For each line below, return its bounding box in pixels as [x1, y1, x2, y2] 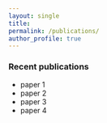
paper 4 [19, 105, 47, 115]
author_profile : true [8, 34, 82, 43]
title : [8, 19, 31, 28]
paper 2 [19, 88, 47, 98]
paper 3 [19, 96, 47, 106]
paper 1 [19, 79, 46, 89]
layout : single [8, 11, 60, 20]
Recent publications [8, 61, 89, 73]
